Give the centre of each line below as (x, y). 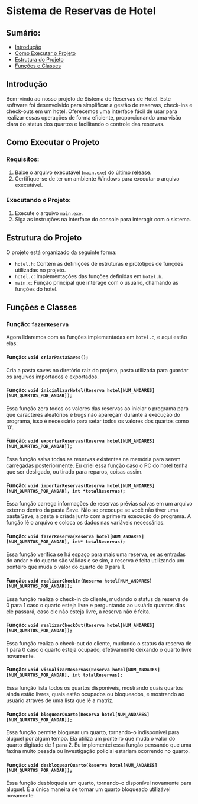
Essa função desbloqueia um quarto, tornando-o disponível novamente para (99, 783)
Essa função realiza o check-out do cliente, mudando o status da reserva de (99, 643)
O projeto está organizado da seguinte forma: (61, 252)
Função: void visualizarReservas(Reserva (58, 670)
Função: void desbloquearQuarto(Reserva (57, 764)
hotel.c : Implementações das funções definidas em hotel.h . (89, 276)
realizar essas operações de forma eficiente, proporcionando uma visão (94, 117)
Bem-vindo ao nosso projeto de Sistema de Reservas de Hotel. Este (89, 98)
